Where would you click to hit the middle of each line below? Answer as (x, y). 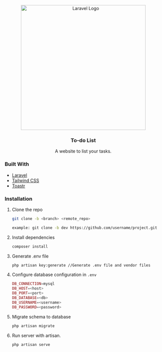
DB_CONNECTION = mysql (33, 284)
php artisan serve (31, 344)
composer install (30, 246)
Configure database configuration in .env (54, 274)
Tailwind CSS (25, 180)
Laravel (19, 175)
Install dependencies (33, 237)
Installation (19, 198)
